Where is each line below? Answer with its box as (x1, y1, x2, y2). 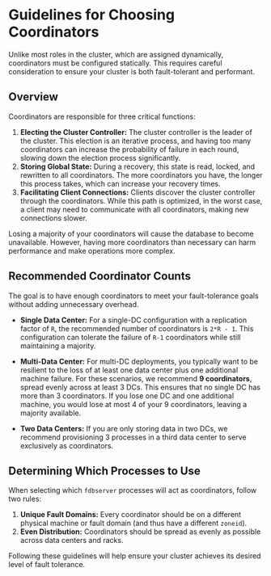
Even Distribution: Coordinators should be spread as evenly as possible (19, 527, 261, 536)
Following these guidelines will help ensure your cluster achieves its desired (8, 551, 261, 561)
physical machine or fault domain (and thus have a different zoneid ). (19, 519, 248, 528)
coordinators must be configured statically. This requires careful (8, 58, 222, 68)
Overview (8, 90, 59, 104)
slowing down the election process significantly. (19, 153, 181, 162)
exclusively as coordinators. (19, 440, 114, 450)
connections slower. (19, 212, 87, 223)
